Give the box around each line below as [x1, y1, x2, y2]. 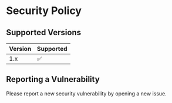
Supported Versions [6, 28, 81, 37]
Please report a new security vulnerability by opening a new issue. [6, 90, 167, 97]
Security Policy [6, 4, 82, 18]
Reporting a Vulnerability [6, 74, 100, 84]
